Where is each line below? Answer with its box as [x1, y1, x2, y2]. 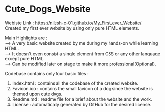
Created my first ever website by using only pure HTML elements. [5, 25, 140, 31]
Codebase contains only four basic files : [5, 70, 89, 76]
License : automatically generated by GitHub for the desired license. [12, 101, 152, 107]
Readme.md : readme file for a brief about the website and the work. [12, 96, 152, 102]
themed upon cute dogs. [12, 91, 63, 97]
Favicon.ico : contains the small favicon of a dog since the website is [12, 85, 153, 91]
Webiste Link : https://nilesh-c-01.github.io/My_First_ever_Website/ [5, 20, 142, 26]
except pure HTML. [5, 56, 45, 61]
